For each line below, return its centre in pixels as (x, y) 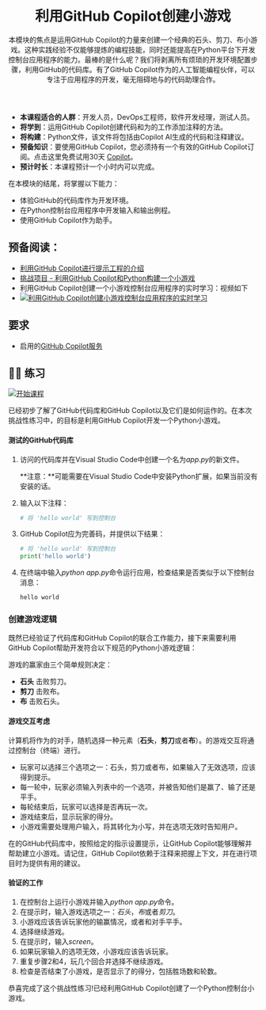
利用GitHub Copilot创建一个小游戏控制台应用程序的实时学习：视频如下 (134, 288)
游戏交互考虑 (29, 721)
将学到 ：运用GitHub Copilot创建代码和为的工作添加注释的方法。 (123, 127)
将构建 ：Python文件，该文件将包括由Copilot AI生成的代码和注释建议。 (134, 136)
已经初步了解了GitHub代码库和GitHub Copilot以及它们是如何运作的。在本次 (130, 411)
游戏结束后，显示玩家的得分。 (68, 817)
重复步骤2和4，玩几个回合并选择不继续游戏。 (93, 961)
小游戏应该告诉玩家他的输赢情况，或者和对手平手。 (103, 921)
